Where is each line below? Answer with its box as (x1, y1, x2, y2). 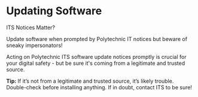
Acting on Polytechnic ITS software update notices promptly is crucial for (6, 53, 187, 60)
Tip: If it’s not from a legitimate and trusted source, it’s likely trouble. (6, 77, 174, 85)
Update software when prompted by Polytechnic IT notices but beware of (6, 35, 187, 42)
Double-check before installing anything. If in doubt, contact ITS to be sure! (6, 83, 193, 90)
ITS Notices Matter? (6, 24, 56, 31)
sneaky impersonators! (6, 42, 63, 49)
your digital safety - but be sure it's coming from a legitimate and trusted (6, 60, 185, 67)
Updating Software (6, 4, 102, 18)
